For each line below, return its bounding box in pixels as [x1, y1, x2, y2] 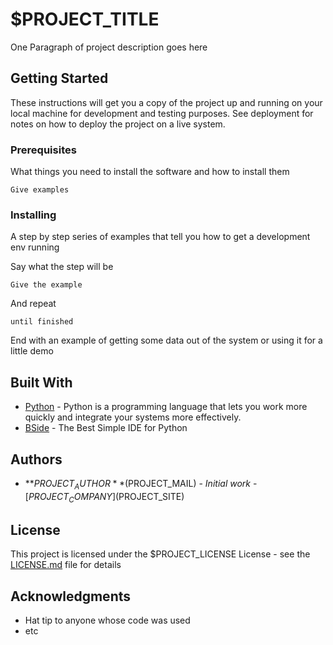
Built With [10, 374, 73, 391]
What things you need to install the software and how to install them [10, 166, 290, 178]
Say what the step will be [10, 261, 114, 273]
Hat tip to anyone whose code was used [24, 614, 191, 627]
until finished [10, 317, 74, 327]
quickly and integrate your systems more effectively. [24, 411, 242, 423]
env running [10, 241, 60, 253]
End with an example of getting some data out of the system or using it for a [10, 334, 323, 347]
